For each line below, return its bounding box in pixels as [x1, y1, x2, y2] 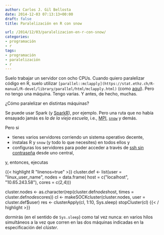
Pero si [5, 125, 20, 131]
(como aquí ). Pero [118, 86, 154, 91]
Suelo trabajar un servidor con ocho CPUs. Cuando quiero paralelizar [5, 75, 145, 81]
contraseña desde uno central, [12, 150, 74, 156]
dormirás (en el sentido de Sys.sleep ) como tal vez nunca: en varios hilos [5, 214, 153, 220]
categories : [5, 34, 29, 39]
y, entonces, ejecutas [5, 159, 48, 165]
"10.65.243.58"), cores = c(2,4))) [5, 179, 71, 185]
